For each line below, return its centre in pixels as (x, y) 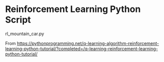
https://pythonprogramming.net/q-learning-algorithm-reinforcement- (88, 43)
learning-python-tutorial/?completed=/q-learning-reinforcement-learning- (82, 48)
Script (18, 20)
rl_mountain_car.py (25, 33)
